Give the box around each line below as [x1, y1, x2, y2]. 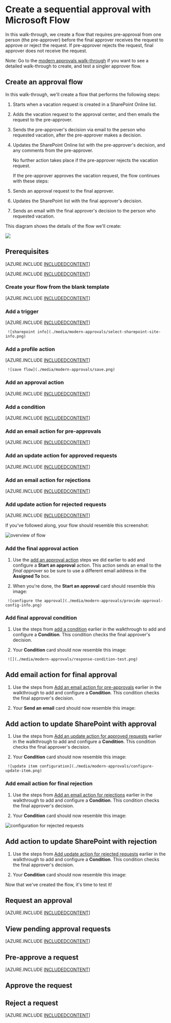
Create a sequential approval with [5, 4, 151, 15]
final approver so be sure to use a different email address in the [12, 567, 147, 573]
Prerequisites [5, 247, 49, 256]
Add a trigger [5, 308, 39, 315]
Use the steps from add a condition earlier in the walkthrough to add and [12, 626, 166, 632]
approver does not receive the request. [5, 48, 88, 54]
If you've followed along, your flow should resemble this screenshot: [5, 522, 149, 528]
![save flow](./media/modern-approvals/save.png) [7, 367, 115, 373]
